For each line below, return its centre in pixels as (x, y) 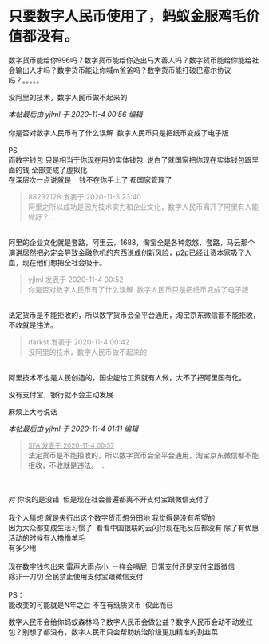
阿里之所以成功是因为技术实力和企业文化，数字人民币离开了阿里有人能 (143, 207)
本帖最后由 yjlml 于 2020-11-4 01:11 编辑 (73, 429)
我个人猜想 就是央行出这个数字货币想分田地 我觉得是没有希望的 (112, 517)
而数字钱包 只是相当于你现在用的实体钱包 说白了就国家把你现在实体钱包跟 (130, 159)
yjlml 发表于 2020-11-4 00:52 (75, 279)
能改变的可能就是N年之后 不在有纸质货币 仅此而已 (91, 605)
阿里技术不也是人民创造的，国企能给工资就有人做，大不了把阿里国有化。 (127, 377)
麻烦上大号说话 (33, 411)
